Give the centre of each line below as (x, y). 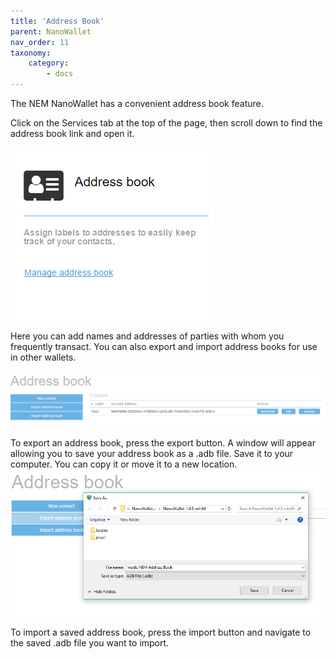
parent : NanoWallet (51, 31)
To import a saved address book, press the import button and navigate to (161, 632)
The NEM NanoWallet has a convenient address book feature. (137, 103)
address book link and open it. (72, 133)
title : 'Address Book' (57, 21)
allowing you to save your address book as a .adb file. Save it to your (152, 453)
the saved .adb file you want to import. (90, 642)
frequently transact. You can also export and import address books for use (164, 346)
